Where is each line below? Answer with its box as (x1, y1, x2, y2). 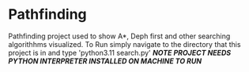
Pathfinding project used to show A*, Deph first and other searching (8, 31, 231, 41)
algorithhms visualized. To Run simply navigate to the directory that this (8, 39, 241, 49)
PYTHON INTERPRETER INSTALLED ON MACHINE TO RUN (8, 56, 202, 66)
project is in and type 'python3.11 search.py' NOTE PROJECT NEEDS (8, 48, 232, 57)
